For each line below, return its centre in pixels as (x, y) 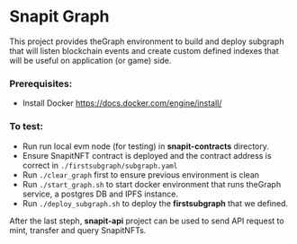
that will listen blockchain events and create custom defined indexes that (144, 50)
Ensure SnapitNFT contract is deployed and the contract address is (147, 155)
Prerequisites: (41, 83)
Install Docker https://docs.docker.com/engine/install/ (122, 103)
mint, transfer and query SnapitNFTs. (78, 230)
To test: (26, 126)
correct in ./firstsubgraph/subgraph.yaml (100, 165)
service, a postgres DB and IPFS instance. (100, 194)
